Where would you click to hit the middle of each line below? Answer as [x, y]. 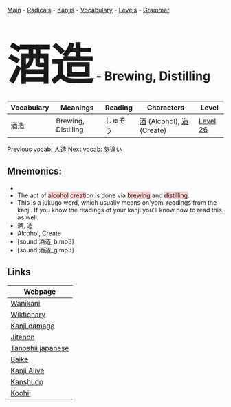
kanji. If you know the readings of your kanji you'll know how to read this [119, 210]
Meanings [77, 108]
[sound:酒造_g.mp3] [45, 250]
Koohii [21, 393]
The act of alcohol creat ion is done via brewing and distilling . [103, 195]
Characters [166, 108]
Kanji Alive [27, 370]
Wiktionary [28, 315]
